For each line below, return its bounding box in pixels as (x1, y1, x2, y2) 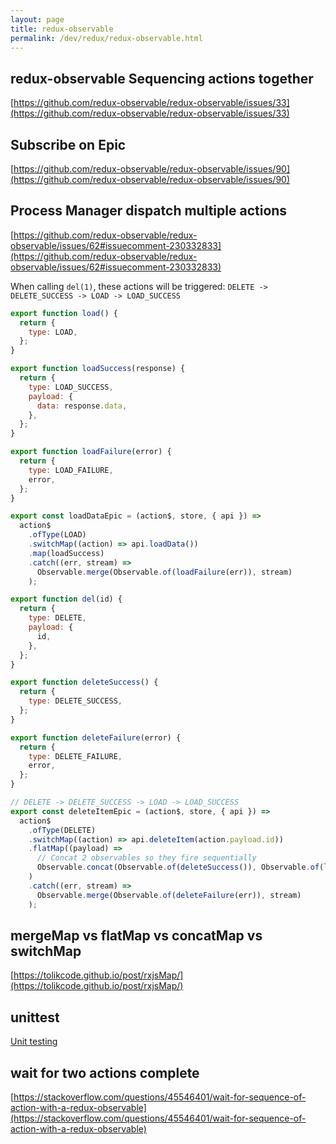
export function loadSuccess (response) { (10, 364, 186, 374)
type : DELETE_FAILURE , (28, 751, 123, 761)
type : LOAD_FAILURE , (28, 465, 114, 475)
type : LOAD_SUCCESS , (28, 382, 114, 392)
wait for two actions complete (10, 1064, 200, 1081)
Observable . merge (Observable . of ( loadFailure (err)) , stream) (36, 567, 293, 577)
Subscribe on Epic (10, 136, 127, 153)
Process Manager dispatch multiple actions (10, 202, 288, 220)
